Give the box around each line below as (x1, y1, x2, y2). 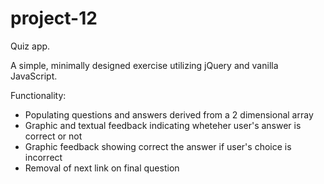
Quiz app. (10, 40, 51, 52)
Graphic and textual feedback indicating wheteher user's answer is (24, 119, 302, 131)
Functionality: (10, 89, 67, 101)
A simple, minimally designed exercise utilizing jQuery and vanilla (10, 59, 279, 71)
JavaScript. (10, 70, 58, 82)
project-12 (10, 7, 98, 30)
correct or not (24, 130, 83, 142)
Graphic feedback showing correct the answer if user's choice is (24, 140, 292, 152)
